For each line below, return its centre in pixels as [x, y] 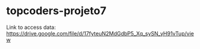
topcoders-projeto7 [56, 11]
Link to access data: [31, 27]
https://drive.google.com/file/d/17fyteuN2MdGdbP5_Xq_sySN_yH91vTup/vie [100, 33]
